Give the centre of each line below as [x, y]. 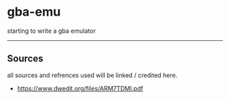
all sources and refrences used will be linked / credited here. [92, 75]
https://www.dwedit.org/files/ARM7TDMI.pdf [80, 88]
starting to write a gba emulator [51, 31]
